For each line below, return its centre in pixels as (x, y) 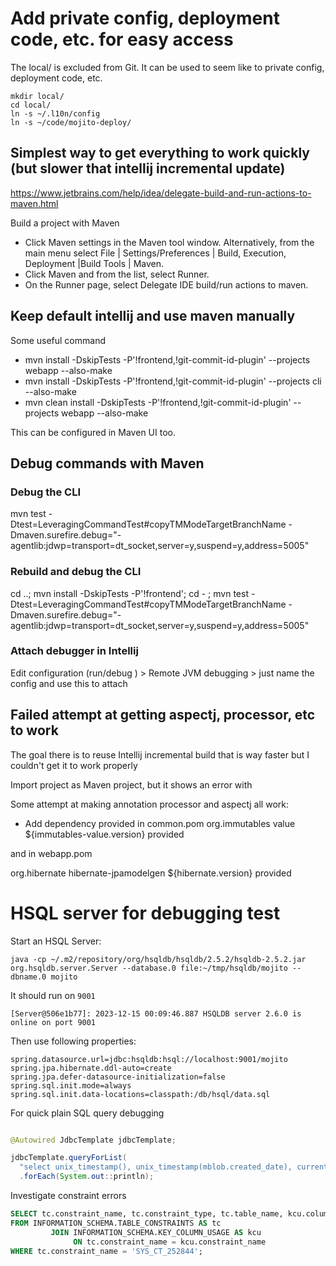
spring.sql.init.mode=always (71, 1085)
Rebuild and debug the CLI (76, 572)
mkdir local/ (37, 96)
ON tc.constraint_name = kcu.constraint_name (170, 1242)
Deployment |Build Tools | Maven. (94, 263)
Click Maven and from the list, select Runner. (117, 274)
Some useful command (58, 340)
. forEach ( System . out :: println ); (87, 1177)
